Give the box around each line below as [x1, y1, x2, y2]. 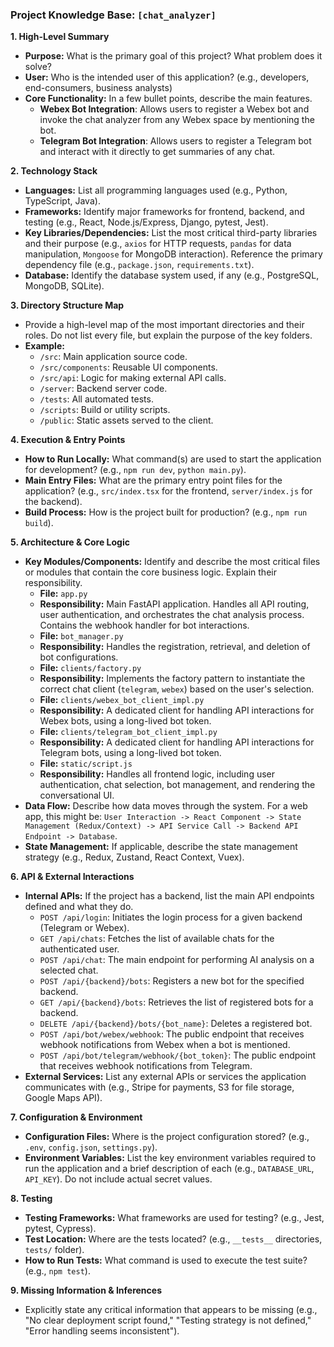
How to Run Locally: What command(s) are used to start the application [24, 453, 322, 465]
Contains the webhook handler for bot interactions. [39, 619, 250, 632]
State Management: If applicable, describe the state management [24, 841, 298, 853]
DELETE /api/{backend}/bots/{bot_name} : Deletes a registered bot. [39, 1018, 313, 1030]
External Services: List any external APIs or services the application [24, 1071, 307, 1083]
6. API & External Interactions [10, 871, 135, 883]
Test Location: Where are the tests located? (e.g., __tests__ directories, [24, 1233, 323, 1245]
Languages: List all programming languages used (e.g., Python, [24, 184, 288, 197]
